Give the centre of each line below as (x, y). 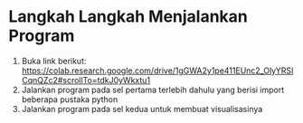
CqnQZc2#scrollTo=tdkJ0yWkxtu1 (86, 80)
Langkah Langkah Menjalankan (128, 17)
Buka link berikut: (54, 61)
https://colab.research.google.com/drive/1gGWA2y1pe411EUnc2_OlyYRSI (157, 71)
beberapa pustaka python (70, 99)
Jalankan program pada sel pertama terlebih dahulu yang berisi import (153, 90)
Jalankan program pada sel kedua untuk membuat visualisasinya (142, 109)
